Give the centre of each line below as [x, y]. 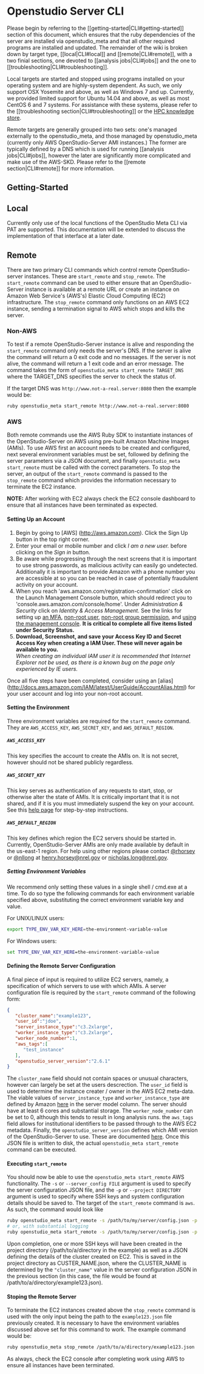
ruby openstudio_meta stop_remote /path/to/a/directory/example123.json [101, 1347]
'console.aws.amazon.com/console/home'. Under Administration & [99, 604]
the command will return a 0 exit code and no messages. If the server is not [101, 357]
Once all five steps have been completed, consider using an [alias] [90, 681]
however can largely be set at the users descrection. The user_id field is [97, 1085]
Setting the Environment [38, 707]
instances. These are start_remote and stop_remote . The [95, 276]
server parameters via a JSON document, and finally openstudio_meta [94, 461]
